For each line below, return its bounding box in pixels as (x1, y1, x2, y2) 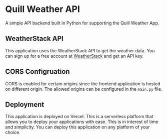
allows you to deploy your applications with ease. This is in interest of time (5, 119, 158, 125)
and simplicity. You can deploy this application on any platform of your (5, 124, 150, 130)
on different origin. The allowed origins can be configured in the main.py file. (5, 86, 162, 92)
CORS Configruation (5, 67, 70, 76)
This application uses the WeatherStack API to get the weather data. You (5, 47, 155, 53)
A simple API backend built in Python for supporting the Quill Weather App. (5, 20, 159, 26)
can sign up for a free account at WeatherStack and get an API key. (5, 53, 144, 59)
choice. (5, 130, 21, 136)
